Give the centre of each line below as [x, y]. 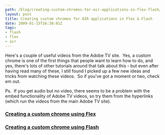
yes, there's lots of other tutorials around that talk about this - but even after [82, 66]
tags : [11, 28]
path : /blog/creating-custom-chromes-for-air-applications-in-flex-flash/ [83, 10]
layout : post [18, 14]
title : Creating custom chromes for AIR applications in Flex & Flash [79, 19]
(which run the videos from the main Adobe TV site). [58, 101]
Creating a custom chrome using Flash [52, 127]
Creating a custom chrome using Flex [51, 114]
